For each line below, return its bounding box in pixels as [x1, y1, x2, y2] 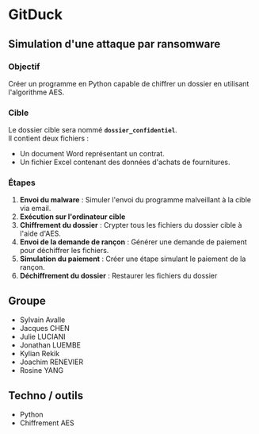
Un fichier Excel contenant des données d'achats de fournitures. [19, 157, 230, 167]
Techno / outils [8, 389, 84, 402]
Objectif [8, 61, 40, 72]
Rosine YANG [19, 366, 64, 375]
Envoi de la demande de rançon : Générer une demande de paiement [19, 237, 247, 247]
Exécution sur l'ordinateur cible [19, 212, 126, 221]
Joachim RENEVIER [19, 357, 84, 367]
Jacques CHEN [19, 324, 70, 333]
